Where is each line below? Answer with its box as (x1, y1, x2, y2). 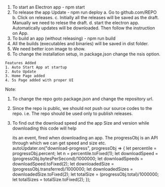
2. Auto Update (5, 69, 36, 74)
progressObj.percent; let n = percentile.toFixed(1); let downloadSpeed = (12, 151, 159, 156)
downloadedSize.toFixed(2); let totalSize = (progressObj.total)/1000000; (12, 171, 159, 177)
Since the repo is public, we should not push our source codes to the (12, 106, 153, 111)
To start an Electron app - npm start (12, 4, 85, 10)
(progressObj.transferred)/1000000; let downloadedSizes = (12, 166, 133, 172)
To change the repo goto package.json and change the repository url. (12, 96, 154, 102)
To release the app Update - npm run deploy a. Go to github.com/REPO (12, 9, 157, 15)
